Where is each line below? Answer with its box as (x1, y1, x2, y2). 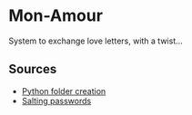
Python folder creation (21, 85, 106, 96)
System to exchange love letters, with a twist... (8, 35, 183, 46)
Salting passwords (21, 95, 92, 106)
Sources (8, 62, 57, 77)
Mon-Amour (8, 5, 104, 26)
